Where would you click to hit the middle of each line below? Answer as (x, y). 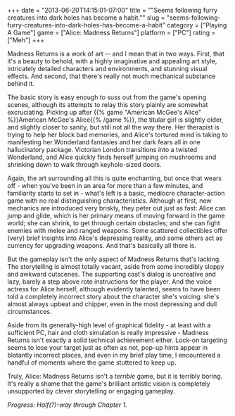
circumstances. (30, 311)
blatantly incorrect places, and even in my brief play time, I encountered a (114, 355)
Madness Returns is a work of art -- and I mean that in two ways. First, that (116, 53)
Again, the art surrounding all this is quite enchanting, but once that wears (115, 178)
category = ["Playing (197, 25)
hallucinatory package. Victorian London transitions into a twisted (102, 150)
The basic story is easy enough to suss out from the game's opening (107, 97)
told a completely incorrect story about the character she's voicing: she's (113, 296)
